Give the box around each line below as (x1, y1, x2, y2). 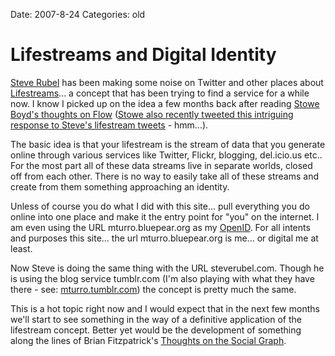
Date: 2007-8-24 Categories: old (10, 9, 146, 20)
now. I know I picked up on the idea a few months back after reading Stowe (10, 97, 320, 109)
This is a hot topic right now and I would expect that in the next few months (10, 302, 320, 314)
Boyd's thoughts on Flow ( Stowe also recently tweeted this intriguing (10, 108, 294, 120)
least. (10, 242, 33, 254)
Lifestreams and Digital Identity (10, 44, 277, 66)
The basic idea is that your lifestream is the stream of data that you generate (10, 138, 326, 150)
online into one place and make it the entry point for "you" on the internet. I (10, 210, 320, 223)
